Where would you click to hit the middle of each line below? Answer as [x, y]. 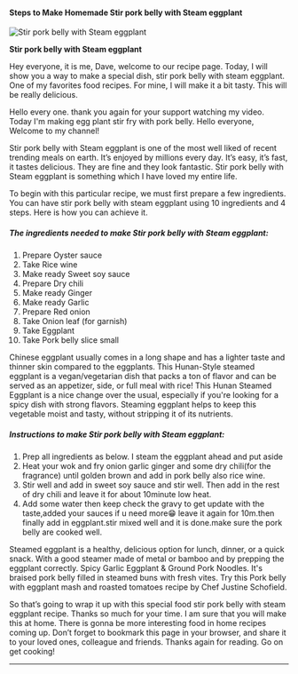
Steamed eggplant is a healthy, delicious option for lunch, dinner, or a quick [147, 550]
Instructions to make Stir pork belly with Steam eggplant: [117, 434]
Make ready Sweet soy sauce [76, 274]
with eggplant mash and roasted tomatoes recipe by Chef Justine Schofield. [148, 587]
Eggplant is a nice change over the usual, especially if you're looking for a [144, 395]
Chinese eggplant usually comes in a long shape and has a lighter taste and [147, 357]
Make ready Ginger [57, 293]
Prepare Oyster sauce [62, 255]
